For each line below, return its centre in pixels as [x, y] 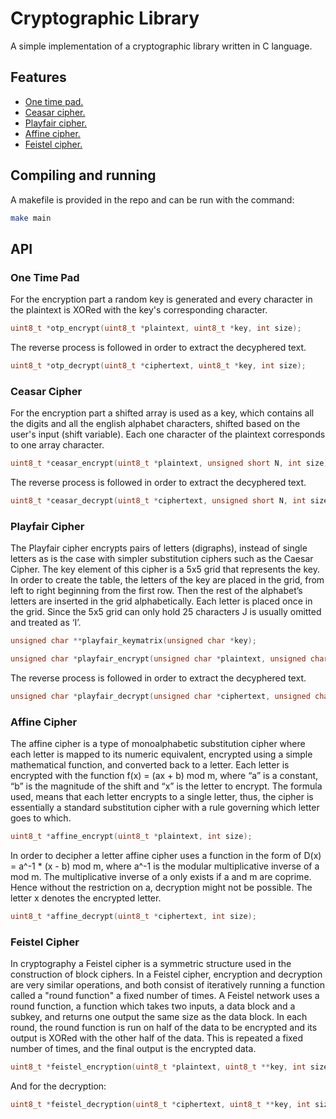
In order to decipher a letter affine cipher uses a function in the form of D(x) [166, 856]
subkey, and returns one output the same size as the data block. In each [159, 1017]
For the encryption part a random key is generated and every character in [161, 299]
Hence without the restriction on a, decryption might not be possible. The [161, 888]
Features [38, 77]
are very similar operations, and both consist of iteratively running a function [168, 985]
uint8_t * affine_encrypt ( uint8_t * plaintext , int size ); [131, 837]
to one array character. [57, 445]
